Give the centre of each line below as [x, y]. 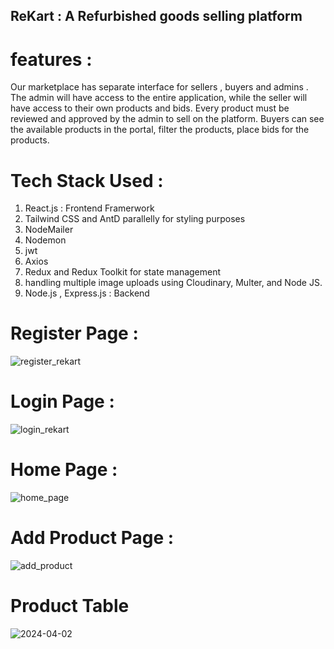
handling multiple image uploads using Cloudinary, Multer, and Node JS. [173, 283]
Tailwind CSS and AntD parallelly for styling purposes [135, 219]
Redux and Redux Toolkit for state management [123, 272]
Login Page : [62, 401]
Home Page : [64, 470]
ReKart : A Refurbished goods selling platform [156, 16]
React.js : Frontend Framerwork [89, 208]
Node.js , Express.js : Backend [87, 293]
